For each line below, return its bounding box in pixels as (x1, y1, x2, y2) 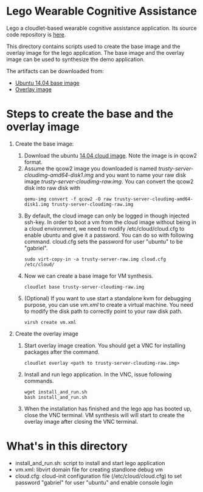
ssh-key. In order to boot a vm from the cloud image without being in (24, 218, 196, 226)
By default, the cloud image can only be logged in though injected (24, 212, 190, 219)
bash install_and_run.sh (24, 394, 88, 400)
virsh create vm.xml (24, 319, 77, 325)
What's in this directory (6, 440, 128, 453)
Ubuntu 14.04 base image (15, 79, 80, 86)
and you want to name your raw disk (95, 171, 187, 178)
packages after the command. (24, 348, 100, 356)
